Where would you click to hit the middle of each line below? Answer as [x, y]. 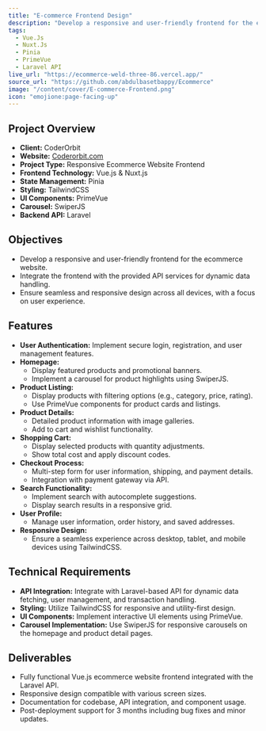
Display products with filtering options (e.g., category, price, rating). [142, 395]
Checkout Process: [52, 463]
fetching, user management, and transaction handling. [108, 600]
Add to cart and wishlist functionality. [92, 429]
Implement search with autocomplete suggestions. [114, 497]
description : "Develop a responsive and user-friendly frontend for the [131, 23]
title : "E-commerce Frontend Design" [70, 15]
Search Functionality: [56, 488]
